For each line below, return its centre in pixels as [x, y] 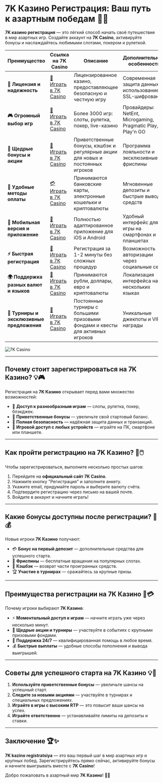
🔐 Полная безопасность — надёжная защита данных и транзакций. [82, 422]
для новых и [88, 158]
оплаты [16, 199]
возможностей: [21, 397]
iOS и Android [90, 238]
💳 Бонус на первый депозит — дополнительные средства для [78, 549]
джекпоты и [137, 319]
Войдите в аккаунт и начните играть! [50, 497]
